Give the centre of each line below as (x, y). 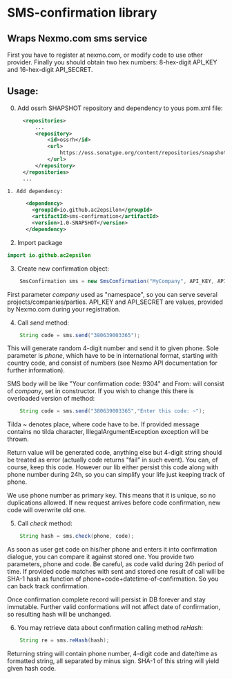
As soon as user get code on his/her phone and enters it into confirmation (112, 550)
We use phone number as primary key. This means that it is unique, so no (112, 496)
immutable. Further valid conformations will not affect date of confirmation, (114, 607)
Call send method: (43, 323)
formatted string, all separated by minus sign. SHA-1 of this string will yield (113, 661)
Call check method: (45, 523)
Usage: (23, 91)
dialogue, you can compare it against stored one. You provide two (101, 557)
